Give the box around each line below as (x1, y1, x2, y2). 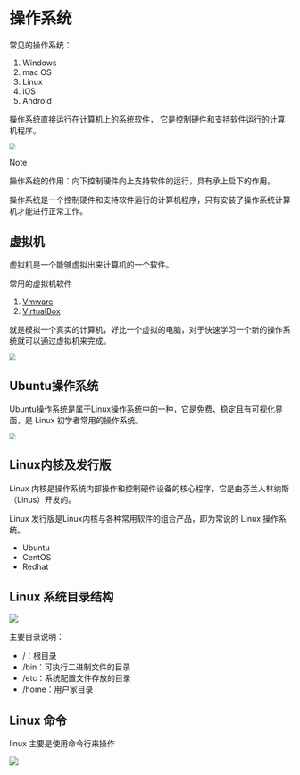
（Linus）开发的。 (9, 494, 77, 505)
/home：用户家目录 (21, 684, 94, 694)
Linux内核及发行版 (9, 457, 112, 473)
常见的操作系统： (9, 39, 72, 50)
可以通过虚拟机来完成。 (24, 336, 112, 346)
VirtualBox (21, 306, 61, 317)
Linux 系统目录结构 (9, 589, 114, 604)
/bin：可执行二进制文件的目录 (21, 661, 131, 672)
